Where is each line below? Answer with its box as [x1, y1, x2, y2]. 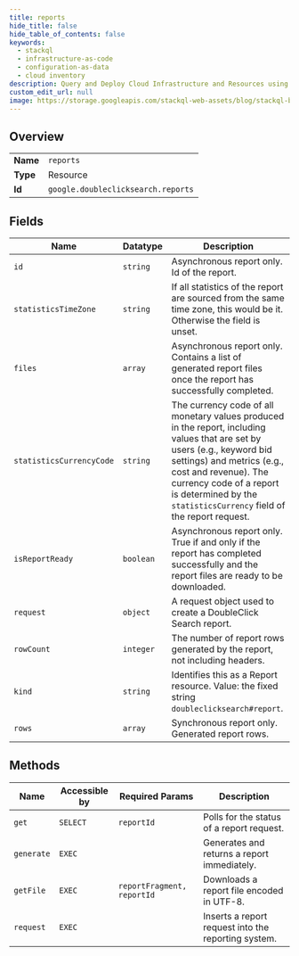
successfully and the [171, 558, 259, 571]
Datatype [123, 240, 163, 252]
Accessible [60, 784, 109, 796]
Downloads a [203, 873, 258, 886]
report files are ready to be [171, 570, 283, 581]
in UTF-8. [203, 895, 245, 908]
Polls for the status [203, 811, 282, 823]
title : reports [9, 12, 66, 22]
